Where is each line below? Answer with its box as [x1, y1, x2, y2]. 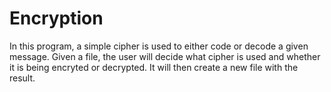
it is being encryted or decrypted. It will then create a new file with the [9, 61, 299, 73]
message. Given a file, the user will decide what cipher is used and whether [9, 50, 321, 62]
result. [9, 72, 36, 84]
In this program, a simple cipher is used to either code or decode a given [9, 40, 309, 52]
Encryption [9, 7, 104, 30]
